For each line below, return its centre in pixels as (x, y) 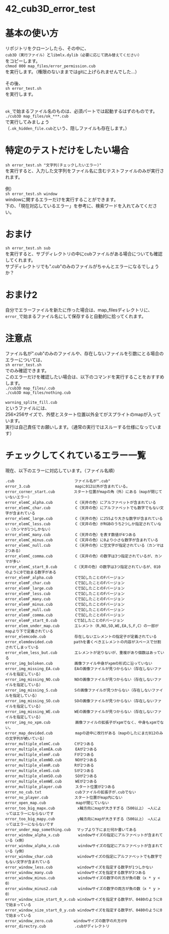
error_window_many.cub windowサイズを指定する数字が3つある (76, 872)
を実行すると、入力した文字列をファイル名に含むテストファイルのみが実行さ (85, 171)
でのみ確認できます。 (27, 370)
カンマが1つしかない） (33, 529)
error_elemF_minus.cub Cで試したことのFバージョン (65, 604)
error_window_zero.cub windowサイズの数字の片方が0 (66, 921)
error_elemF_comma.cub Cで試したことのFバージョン (65, 615)
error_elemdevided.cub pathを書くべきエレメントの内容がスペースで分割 (83, 642)
